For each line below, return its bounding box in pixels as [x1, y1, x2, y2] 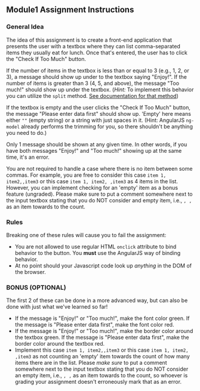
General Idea [6, 23, 44, 31]
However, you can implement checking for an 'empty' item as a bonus [6, 184, 178, 191]
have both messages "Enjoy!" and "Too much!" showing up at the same [6, 147, 182, 154]
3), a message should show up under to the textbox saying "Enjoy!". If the [6, 73, 187, 80]
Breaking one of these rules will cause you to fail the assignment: [6, 231, 167, 238]
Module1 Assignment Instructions [6, 5, 134, 15]
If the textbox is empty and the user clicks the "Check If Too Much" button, [6, 104, 191, 111]
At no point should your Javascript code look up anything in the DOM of [14, 262, 192, 269]
